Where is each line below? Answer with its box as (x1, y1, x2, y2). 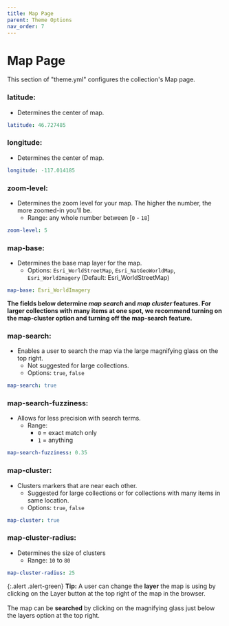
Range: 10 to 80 (27, 556, 71, 564)
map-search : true (7, 382, 57, 390)
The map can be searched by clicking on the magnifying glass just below (7, 604, 215, 612)
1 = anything (37, 436, 74, 445)
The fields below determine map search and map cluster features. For (7, 299, 211, 307)
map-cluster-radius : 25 (7, 569, 76, 576)
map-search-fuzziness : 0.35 (7, 450, 88, 456)
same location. (27, 496, 69, 504)
